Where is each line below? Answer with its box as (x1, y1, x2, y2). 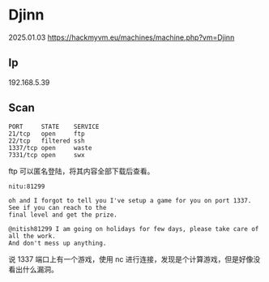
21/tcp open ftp (8, 130, 85, 138)
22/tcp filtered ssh (8, 136, 85, 145)
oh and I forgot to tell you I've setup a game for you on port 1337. (8, 196, 252, 204)
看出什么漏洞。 (8, 264, 58, 274)
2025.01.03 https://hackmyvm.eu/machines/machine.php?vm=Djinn (8, 32, 235, 42)
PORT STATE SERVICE (8, 122, 100, 130)
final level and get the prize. (8, 211, 117, 219)
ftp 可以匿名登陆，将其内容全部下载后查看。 (8, 166, 155, 176)
